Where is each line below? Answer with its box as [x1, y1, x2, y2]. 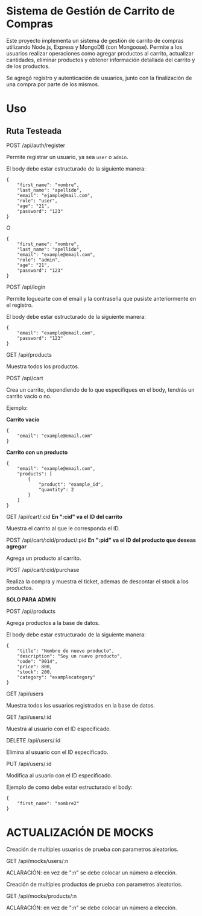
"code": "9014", [17, 658, 58, 664]
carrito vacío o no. [6, 392, 52, 400]
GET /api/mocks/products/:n [6, 892, 77, 899]
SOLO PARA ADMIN [6, 595, 56, 603]
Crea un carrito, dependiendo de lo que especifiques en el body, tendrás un [6, 386, 195, 393]
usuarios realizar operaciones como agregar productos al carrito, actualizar [6, 49, 194, 57]
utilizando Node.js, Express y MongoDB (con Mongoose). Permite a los [6, 43, 183, 51]
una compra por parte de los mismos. [6, 80, 99, 88]
